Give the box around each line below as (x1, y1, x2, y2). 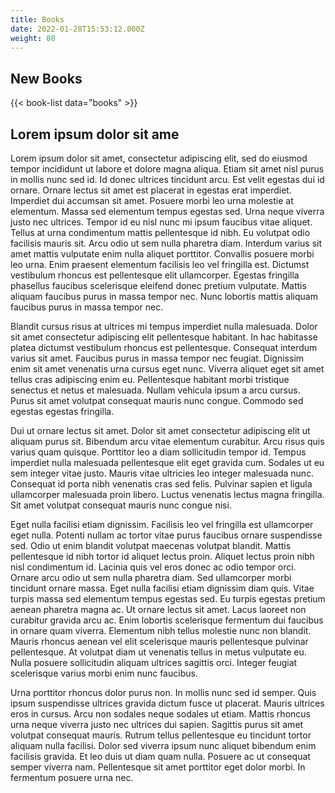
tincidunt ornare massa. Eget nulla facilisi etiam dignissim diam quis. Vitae (10, 582, 315, 594)
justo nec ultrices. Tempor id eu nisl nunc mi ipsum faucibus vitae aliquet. (10, 216, 313, 228)
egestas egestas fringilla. (10, 406, 115, 417)
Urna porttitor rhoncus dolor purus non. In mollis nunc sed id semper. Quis (10, 687, 317, 698)
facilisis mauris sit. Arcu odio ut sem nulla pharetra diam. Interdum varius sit (10, 237, 323, 249)
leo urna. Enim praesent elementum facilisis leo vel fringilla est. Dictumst (10, 259, 310, 270)
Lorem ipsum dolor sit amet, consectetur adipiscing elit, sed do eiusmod (10, 152, 308, 164)
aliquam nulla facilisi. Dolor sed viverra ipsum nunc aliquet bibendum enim (10, 740, 317, 751)
